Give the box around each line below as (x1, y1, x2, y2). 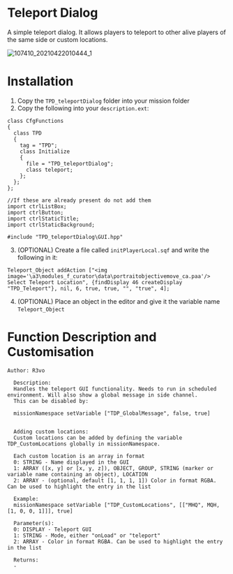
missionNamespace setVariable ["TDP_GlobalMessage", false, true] (13, 410, 211, 417)
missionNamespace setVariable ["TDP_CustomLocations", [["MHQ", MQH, (13, 501, 220, 508)
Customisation (7, 344, 94, 360)
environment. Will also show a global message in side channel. (7, 391, 198, 399)
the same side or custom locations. (7, 35, 108, 43)
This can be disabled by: (13, 397, 89, 404)
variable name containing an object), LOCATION (7, 471, 149, 478)
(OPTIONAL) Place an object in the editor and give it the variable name (17, 297, 220, 305)
